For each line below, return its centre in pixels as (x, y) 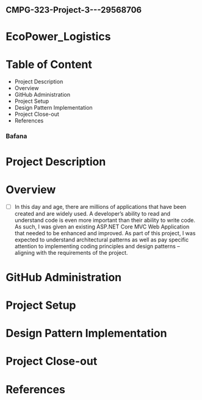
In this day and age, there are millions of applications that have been (100, 206)
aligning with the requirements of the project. (71, 252)
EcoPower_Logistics (58, 36)
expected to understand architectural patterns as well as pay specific (102, 240)
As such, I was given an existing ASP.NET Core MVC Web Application (102, 227)
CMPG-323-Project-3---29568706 (74, 10)
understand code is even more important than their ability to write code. (105, 220)
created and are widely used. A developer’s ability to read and (92, 213)
